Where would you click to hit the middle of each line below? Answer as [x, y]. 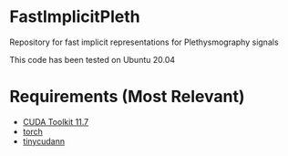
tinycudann [44, 141]
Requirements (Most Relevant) [127, 97]
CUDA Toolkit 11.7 [56, 121]
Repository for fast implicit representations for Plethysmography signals [144, 42]
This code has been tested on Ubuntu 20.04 [93, 59]
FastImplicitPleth [75, 17]
